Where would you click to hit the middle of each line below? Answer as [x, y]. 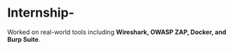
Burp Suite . [24, 39]
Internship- [41, 13]
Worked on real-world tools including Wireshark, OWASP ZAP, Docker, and [117, 32]
